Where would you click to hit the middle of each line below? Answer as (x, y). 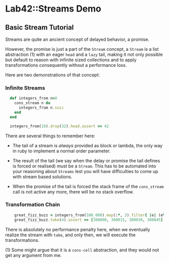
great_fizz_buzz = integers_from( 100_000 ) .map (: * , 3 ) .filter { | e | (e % (90, 215)
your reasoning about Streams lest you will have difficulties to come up (85, 171)
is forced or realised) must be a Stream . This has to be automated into (84, 166)
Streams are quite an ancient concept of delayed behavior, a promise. (77, 39)
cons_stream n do (32, 103)
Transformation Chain (33, 205)
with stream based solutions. (42, 177)
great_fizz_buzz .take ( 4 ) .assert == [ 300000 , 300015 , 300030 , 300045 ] (89, 220)
